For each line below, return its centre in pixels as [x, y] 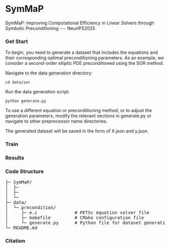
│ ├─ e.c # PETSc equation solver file [77, 213]
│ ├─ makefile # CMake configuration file [75, 218]
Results [15, 158]
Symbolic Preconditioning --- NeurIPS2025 [50, 28]
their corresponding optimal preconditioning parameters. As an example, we [85, 58]
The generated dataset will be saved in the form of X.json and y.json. [77, 131]
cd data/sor [18, 82]
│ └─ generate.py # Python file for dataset [73, 223]
